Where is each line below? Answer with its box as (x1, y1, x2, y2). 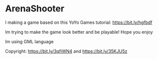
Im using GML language (5, 38, 54, 45)
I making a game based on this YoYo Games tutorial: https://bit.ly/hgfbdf (5, 19, 153, 25)
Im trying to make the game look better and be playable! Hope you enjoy (5, 29, 153, 35)
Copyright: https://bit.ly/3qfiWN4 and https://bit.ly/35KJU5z (5, 48, 128, 54)
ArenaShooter (5, 3, 65, 14)
